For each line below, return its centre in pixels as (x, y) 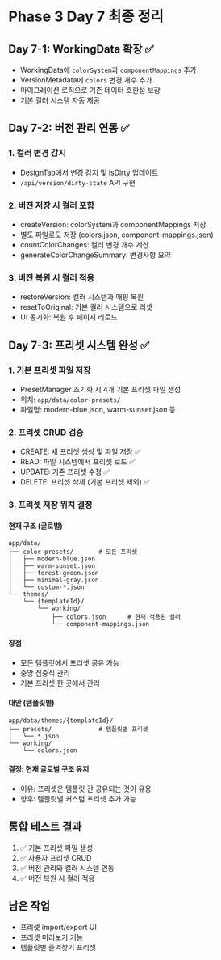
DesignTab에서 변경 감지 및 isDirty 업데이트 (89, 172)
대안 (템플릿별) (31, 703)
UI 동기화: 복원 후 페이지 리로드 (69, 317)
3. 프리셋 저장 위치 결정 (50, 505)
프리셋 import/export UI (58, 927)
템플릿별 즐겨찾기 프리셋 (58, 947)
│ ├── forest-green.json (54, 573)
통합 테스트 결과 (45, 827)
